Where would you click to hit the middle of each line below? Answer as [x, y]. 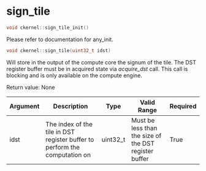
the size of [146, 135]
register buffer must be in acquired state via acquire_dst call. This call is [97, 69]
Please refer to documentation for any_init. [60, 39]
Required [183, 106]
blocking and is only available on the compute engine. [74, 75]
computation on [68, 154]
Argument [25, 106]
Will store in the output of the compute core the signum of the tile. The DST [101, 62]
